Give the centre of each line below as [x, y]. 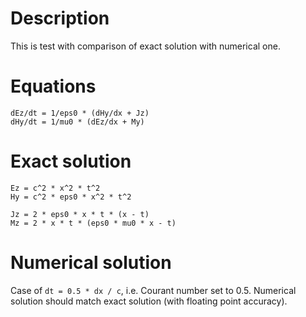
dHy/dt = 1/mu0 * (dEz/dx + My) [77, 122]
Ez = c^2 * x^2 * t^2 [55, 188]
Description [60, 18]
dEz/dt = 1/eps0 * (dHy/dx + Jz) [80, 113]
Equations [53, 86]
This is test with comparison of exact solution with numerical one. [145, 46]
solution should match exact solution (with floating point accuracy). [149, 301]
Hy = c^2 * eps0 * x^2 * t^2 [71, 197]
